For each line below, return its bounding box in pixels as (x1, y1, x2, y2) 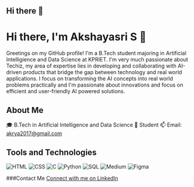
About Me (6, 105, 44, 115)
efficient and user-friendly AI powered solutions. (6, 88, 125, 95)
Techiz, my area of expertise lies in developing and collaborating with (6, 62, 177, 69)
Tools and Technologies (6, 147, 97, 157)
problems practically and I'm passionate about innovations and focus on (6, 81, 184, 88)
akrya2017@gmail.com (6, 130, 63, 137)
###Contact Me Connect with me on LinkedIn (6, 174, 118, 182)
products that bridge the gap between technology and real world (23, 69, 182, 76)
